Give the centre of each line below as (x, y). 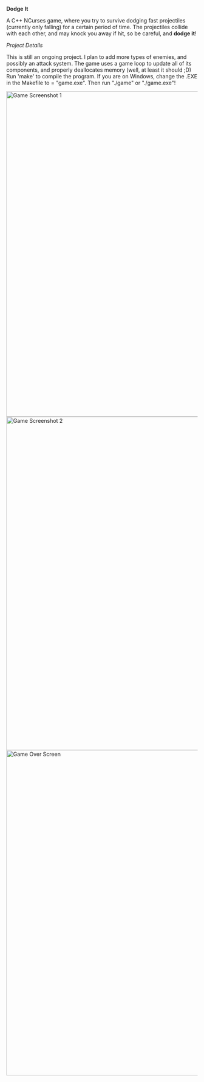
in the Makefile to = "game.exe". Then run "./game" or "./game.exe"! (91, 83)
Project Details (25, 45)
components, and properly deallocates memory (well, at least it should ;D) (99, 70)
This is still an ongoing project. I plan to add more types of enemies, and (97, 57)
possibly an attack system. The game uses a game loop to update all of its (99, 63)
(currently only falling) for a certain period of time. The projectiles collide (97, 27)
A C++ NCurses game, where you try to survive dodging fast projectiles (96, 20)
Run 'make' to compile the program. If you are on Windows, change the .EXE (102, 76)
